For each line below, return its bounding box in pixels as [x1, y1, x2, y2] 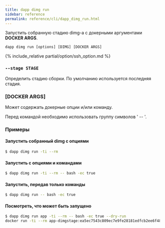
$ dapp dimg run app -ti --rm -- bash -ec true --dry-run [5, 214, 126, 219]
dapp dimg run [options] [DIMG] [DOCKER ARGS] [5, 45, 102, 50]
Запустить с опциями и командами [5, 160, 82, 165]
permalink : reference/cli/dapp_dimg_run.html [5, 16, 100, 21]
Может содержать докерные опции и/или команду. [5, 104, 113, 110]
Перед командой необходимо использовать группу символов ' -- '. [5, 114, 147, 120]
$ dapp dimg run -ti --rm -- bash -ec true [5, 171, 96, 176]
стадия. [5, 81, 21, 87]
